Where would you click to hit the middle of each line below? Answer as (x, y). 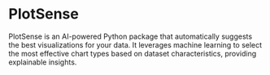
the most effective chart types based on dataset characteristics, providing (133, 53)
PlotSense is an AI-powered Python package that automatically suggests (131, 36)
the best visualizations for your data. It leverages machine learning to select (135, 44)
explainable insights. (43, 62)
